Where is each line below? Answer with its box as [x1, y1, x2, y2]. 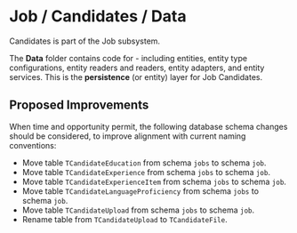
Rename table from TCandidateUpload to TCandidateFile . [21, 213, 229, 224]
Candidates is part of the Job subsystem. [9, 36, 161, 46]
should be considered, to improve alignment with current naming [9, 131, 246, 141]
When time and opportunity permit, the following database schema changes [9, 121, 288, 132]
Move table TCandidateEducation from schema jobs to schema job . [21, 157, 267, 168]
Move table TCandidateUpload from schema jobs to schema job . [21, 205, 255, 215]
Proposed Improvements [9, 98, 149, 113]
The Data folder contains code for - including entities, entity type [9, 52, 247, 63]
